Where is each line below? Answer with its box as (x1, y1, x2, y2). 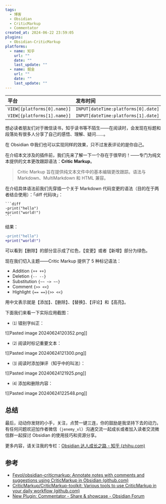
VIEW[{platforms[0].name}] (7, 106, 71, 112)
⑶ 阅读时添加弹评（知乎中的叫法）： (12, 360, 85, 366)
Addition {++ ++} (12, 268, 46, 274)
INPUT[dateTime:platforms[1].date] (76, 113, 160, 119)
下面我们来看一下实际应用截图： (5, 310, 70, 316)
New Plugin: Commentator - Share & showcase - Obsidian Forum (12, 493, 145, 499)
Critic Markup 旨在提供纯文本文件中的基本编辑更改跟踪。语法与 (17, 168, 146, 174)
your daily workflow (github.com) (12, 488, 80, 494)
